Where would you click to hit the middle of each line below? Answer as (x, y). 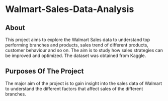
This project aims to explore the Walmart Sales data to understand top (78, 39)
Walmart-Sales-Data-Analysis (70, 9)
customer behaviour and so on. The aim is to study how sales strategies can (84, 50)
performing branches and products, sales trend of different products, (77, 45)
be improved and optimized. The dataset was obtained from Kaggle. (76, 55)
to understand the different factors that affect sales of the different (74, 88)
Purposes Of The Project (45, 71)
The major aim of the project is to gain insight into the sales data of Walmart (84, 83)
